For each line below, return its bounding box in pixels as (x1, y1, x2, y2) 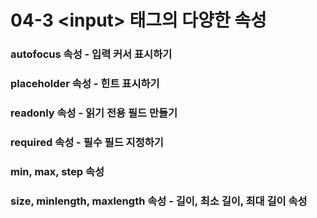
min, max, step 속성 (10, 164, 105, 178)
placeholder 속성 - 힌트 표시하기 (10, 77, 160, 91)
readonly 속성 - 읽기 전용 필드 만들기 (10, 106, 178, 120)
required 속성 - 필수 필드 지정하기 (10, 135, 164, 149)
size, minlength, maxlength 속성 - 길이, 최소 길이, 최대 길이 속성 (10, 194, 308, 208)
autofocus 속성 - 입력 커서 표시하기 (10, 47, 173, 61)
